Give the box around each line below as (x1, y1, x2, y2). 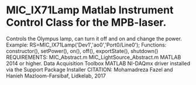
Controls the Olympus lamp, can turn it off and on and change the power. (6, 35, 183, 42)
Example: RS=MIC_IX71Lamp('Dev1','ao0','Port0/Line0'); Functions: (6, 41, 167, 48)
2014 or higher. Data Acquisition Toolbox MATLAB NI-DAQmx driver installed (6, 59, 191, 67)
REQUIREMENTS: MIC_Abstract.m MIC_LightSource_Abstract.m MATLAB (6, 54, 181, 61)
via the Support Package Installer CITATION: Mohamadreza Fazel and (6, 66, 174, 73)
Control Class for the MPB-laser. (6, 16, 167, 29)
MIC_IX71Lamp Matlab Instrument (6, 3, 174, 17)
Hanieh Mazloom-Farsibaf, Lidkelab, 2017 (6, 72, 106, 79)
